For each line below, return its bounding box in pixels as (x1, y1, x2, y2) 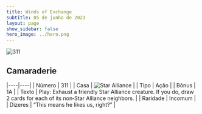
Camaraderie (6, 65, 57, 76)
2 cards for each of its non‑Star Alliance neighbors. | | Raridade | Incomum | (6, 95, 197, 102)
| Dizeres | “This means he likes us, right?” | (6, 101, 116, 108)
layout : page (6, 20, 40, 26)
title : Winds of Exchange (6, 8, 72, 15)
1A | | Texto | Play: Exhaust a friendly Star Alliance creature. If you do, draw (6, 88, 194, 95)
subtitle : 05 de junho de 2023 (6, 15, 86, 21)
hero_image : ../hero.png (6, 32, 69, 38)
